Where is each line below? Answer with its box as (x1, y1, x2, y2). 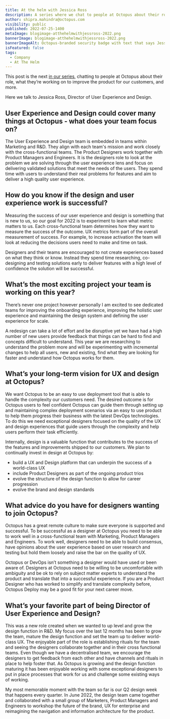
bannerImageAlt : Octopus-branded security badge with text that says (5, 41, 155, 46)
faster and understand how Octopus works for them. (5, 355, 115, 361)
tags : (5, 50, 17, 55)
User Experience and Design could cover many (5, 109, 156, 118)
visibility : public (5, 21, 47, 27)
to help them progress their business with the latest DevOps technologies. (5, 413, 159, 419)
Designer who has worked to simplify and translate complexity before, (5, 581, 152, 587)
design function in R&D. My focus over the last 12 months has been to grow (5, 628, 162, 634)
